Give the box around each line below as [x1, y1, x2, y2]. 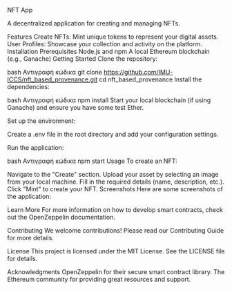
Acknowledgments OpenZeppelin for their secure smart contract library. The [7, 268, 225, 275]
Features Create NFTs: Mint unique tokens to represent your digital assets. [7, 32, 219, 41]
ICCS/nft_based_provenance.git [7, 75, 98, 84]
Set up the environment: [7, 117, 76, 125]
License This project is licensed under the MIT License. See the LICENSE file [7, 247, 225, 255]
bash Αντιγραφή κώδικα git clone [7, 68, 102, 76]
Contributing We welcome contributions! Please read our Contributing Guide [7, 226, 224, 234]
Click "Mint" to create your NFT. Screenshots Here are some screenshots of [7, 185, 223, 193]
